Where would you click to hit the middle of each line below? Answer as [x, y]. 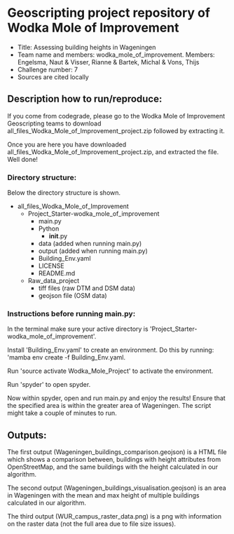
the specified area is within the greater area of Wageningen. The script [109, 406]
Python [49, 228]
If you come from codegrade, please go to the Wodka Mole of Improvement [116, 116]
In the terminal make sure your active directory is [78, 329]
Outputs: [27, 435]
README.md [57, 273]
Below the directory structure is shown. [64, 193]
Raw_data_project [54, 281]
